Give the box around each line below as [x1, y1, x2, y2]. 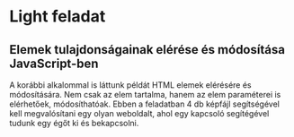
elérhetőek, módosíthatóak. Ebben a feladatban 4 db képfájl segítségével [9, 98, 281, 109]
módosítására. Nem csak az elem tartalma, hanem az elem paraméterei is [9, 90, 281, 99]
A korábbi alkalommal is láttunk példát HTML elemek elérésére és [9, 80, 252, 90]
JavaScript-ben [9, 56, 99, 71]
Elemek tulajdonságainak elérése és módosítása [9, 42, 286, 57]
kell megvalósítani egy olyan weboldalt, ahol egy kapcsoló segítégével [9, 108, 270, 118]
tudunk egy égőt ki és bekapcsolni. [9, 118, 139, 128]
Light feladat [9, 6, 106, 27]
